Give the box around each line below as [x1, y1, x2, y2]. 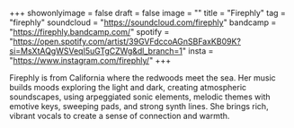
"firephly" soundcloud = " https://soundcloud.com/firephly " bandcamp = [9, 17, 277, 28]
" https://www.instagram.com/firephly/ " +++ [9, 55, 172, 65]
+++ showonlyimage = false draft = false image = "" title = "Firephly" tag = [9, 8, 286, 18]
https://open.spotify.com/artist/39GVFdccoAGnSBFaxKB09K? [13, 36, 241, 47]
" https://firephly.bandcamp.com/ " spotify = [9, 27, 170, 37]
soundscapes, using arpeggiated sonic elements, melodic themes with [9, 91, 272, 102]
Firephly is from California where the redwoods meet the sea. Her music [9, 73, 276, 83]
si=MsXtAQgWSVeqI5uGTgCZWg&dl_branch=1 [9, 46, 183, 56]
